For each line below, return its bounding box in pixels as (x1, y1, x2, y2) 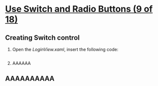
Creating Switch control (5, 33, 80, 42)
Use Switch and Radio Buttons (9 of (5, 3, 153, 15)
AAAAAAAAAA (5, 75, 55, 83)
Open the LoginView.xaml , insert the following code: (12, 47, 118, 52)
